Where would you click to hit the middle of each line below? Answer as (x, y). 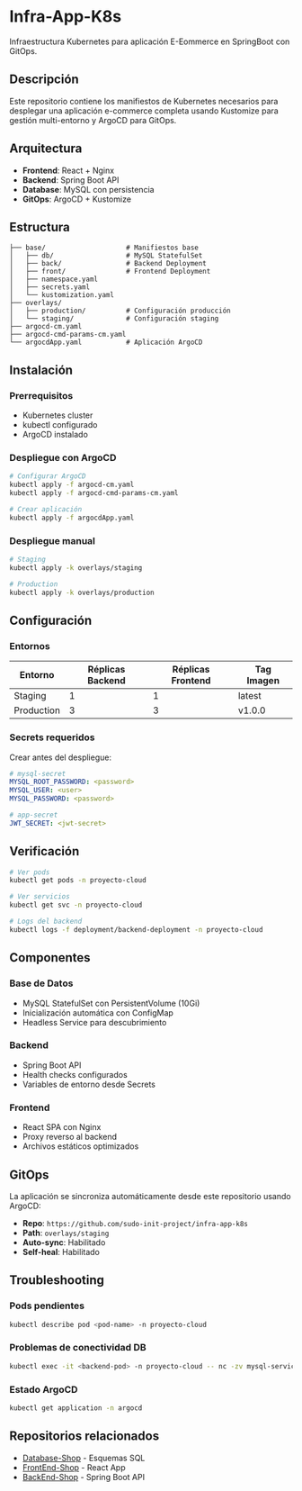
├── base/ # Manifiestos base (104, 248)
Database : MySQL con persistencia (88, 189)
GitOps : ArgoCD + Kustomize (77, 199)
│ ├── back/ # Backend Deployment (108, 264)
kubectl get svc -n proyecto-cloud (76, 905)
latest (250, 696)
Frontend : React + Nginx (68, 170)
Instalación (41, 370)
